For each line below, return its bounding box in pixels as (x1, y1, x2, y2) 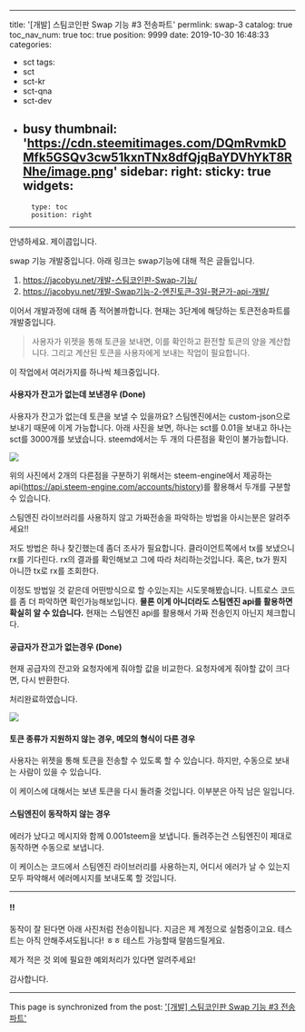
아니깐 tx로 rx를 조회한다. (9, 565, 100, 577)
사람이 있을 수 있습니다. (18, 767, 102, 778)
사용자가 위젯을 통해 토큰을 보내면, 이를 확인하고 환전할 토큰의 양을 (31, 335, 267, 346)
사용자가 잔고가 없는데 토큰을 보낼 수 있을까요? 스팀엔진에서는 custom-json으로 (9, 411, 290, 422)
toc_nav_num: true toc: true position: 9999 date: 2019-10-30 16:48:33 (9, 29, 270, 40)
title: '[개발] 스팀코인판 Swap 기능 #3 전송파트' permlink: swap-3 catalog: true (9, 19, 293, 30)
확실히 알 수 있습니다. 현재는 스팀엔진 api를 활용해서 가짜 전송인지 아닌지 (9, 608, 265, 619)
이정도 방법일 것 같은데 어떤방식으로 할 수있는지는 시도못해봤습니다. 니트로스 (9, 585, 279, 596)
